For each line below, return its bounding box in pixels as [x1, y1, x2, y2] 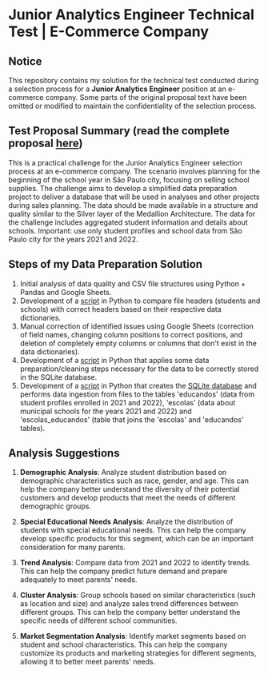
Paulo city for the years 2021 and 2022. [8, 234, 138, 244]
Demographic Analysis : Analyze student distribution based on [19, 468, 227, 477]
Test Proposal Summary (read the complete [8, 124, 230, 138]
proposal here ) [8, 137, 83, 150]
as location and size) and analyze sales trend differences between [19, 599, 238, 608]
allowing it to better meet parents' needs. [19, 657, 156, 667]
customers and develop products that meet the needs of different [19, 493, 236, 503]
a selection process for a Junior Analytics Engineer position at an [8, 84, 226, 94]
